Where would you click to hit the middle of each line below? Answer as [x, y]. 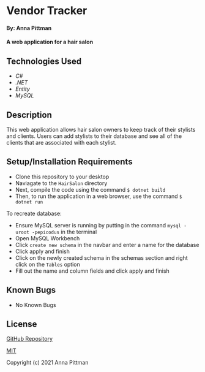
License [22, 325]
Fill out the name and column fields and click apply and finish [92, 271]
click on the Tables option [48, 264]
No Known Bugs [35, 305]
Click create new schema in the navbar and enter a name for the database [107, 245]
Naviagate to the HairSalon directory [61, 183]
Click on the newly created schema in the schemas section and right [101, 257]
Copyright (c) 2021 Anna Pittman [47, 363]
